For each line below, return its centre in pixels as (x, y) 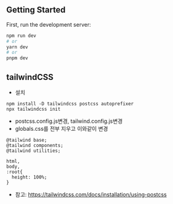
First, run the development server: (49, 24)
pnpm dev (17, 58)
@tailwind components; (35, 145)
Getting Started (36, 10)
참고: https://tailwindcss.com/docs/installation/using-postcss (91, 194)
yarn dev (17, 47)
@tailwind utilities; (34, 151)
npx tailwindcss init (34, 109)
